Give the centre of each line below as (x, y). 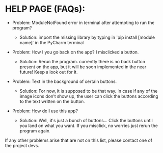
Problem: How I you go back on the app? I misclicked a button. (75, 52)
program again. (35, 130)
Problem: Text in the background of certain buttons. (64, 81)
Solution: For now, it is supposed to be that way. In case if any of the (89, 91)
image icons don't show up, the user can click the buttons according (89, 96)
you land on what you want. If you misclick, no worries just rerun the (89, 126)
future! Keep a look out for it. (48, 72)
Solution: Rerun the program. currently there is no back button (82, 61)
